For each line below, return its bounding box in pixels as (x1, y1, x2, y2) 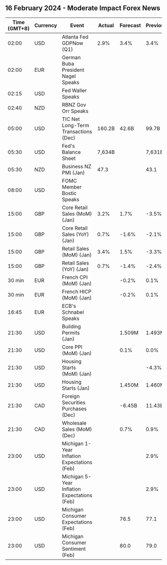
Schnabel (62, 308, 84, 315)
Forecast (119, 22, 141, 29)
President (62, 66, 84, 73)
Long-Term (62, 122, 89, 129)
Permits (62, 329, 80, 336)
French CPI (62, 274, 88, 281)
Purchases (62, 405, 87, 412)
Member (62, 183, 82, 190)
